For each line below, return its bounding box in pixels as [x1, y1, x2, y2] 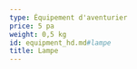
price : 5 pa [9, 22, 54, 30]
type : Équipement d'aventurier [9, 13, 128, 22]
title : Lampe [9, 47, 59, 56]
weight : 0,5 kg [9, 30, 67, 39]
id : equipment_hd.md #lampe [9, 38, 112, 47]
